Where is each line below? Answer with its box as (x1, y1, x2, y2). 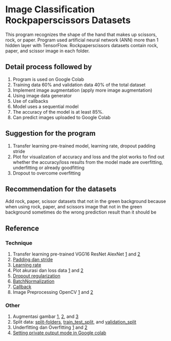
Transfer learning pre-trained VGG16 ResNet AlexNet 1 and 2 (12, 251, 141, 257)
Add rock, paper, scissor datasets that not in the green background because (5, 198, 166, 204)
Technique (5, 239, 33, 246)
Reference (5, 224, 39, 232)
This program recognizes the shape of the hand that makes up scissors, (5, 31, 157, 37)
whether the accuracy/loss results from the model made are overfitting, (12, 159, 163, 165)
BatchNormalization (12, 278, 55, 285)
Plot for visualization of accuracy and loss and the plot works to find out (12, 154, 165, 160)
